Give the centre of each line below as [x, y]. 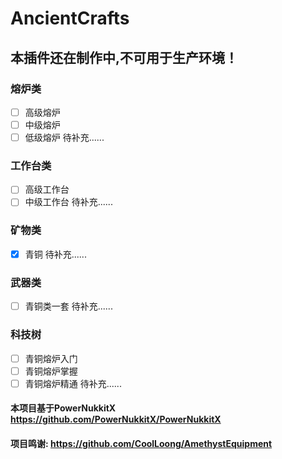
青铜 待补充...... [55, 254]
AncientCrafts [70, 18]
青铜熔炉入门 [51, 358]
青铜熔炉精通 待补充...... [73, 383]
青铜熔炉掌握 [51, 371]
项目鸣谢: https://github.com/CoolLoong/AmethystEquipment [141, 443]
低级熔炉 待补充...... [64, 137]
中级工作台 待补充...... [68, 202]
